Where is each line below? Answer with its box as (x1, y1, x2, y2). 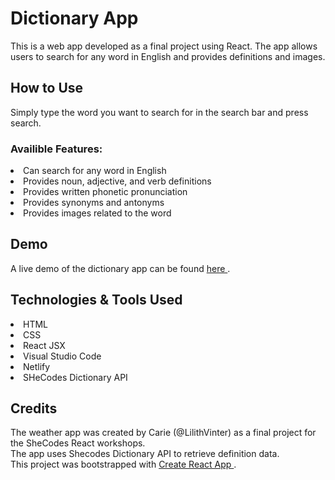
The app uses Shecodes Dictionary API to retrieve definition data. (10, 448, 280, 460)
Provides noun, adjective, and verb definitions (23, 175, 212, 187)
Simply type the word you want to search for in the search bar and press (10, 106, 309, 118)
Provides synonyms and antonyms (23, 197, 165, 209)
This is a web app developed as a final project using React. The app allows (10, 40, 318, 52)
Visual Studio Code (23, 350, 102, 362)
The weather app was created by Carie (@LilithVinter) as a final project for (10, 427, 317, 439)
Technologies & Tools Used (10, 292, 183, 309)
